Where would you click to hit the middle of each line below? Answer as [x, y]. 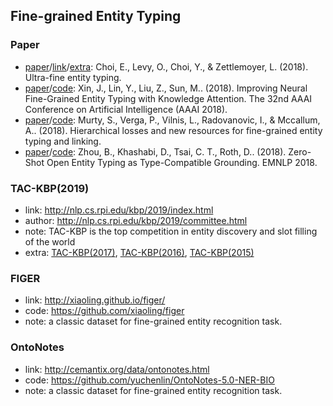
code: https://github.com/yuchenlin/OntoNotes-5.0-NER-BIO [149, 380]
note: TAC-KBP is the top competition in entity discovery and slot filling [171, 231]
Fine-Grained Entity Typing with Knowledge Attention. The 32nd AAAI [168, 98]
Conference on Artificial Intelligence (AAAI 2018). [126, 109]
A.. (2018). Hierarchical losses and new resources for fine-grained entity [173, 130]
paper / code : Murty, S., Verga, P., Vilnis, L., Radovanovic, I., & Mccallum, [172, 120]
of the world [50, 241]
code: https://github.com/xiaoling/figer [104, 311]
